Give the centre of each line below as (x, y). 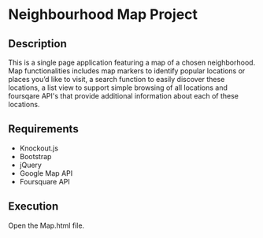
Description (37, 44)
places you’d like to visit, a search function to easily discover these (117, 79)
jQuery (30, 165)
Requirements (43, 129)
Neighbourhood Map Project (103, 15)
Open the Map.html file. (46, 225)
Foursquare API (45, 181)
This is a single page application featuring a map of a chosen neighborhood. (132, 62)
